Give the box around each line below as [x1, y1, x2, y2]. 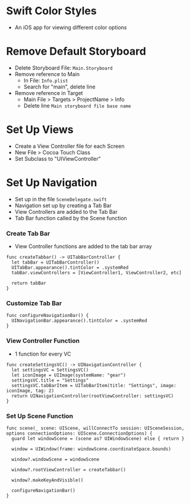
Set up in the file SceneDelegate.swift [14, 195, 107, 202]
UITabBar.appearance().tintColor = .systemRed [11, 265, 129, 271]
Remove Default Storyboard [6, 45, 147, 58]
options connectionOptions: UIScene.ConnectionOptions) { [6, 430, 153, 436]
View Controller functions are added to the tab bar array [14, 243, 153, 250]
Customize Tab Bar [6, 299, 62, 307]
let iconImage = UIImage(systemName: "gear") [11, 372, 126, 378]
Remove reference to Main [14, 70, 80, 78]
